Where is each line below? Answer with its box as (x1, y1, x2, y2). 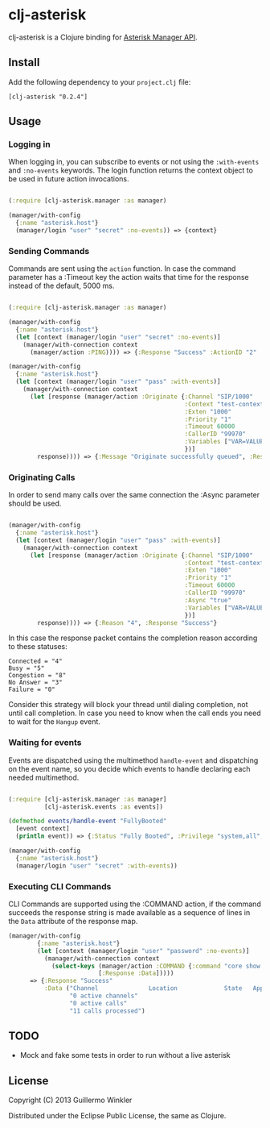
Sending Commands (8, 245, 90, 256)
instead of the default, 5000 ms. (8, 281, 115, 291)
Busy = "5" (8, 664, 45, 672)
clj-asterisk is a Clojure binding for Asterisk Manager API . (8, 32, 198, 42)
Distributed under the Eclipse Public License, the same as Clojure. (8, 1111, 227, 1121)
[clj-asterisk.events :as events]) (43, 802, 163, 811)
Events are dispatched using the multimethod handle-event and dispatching (8, 755, 259, 765)
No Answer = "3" (8, 679, 63, 687)
